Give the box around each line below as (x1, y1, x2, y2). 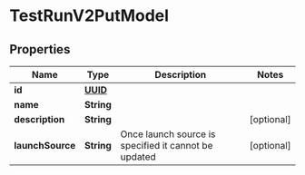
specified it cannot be (120, 140, 213, 151)
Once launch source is (120, 128, 216, 141)
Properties (9, 42, 71, 57)
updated (120, 151, 156, 163)
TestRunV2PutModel (9, 5, 170, 26)
